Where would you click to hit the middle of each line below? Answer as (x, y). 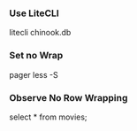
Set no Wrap (36, 56)
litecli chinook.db (40, 33)
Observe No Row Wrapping (68, 97)
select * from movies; (48, 117)
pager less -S (34, 74)
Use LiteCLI (34, 13)
